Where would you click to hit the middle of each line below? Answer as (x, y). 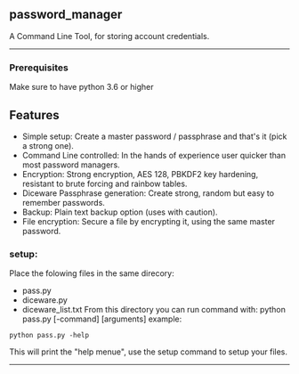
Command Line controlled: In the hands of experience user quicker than (154, 155)
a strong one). (48, 145)
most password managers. (71, 165)
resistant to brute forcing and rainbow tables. (105, 183)
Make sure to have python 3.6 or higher (81, 87)
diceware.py (45, 300)
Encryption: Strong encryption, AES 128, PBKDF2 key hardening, (140, 174)
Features (34, 115)
